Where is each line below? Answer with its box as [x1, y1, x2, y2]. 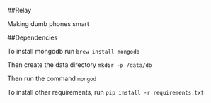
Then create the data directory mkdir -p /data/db [7, 61, 152, 69]
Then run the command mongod [7, 74, 97, 83]
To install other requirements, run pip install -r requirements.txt [7, 88, 205, 96]
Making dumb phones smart [7, 20, 90, 28]
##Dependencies [7, 33, 58, 42]
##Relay [7, 6, 32, 14]
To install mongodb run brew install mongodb [7, 47, 140, 55]
